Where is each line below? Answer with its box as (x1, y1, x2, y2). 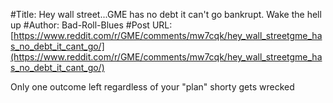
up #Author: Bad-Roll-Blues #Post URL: (10, 19, 173, 31)
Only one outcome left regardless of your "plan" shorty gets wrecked (10, 81, 295, 93)
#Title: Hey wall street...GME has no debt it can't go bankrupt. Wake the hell (10, 9, 322, 20)
